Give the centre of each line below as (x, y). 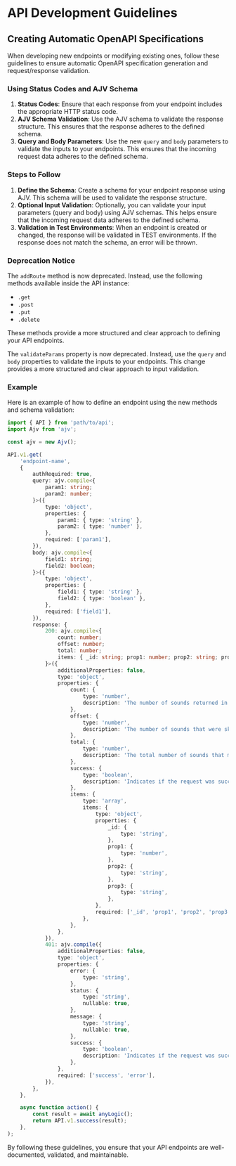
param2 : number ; (68, 494)
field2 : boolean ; (70, 566)
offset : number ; (81, 644)
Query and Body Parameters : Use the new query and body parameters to (123, 141)
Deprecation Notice (41, 260)
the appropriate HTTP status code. (67, 112)
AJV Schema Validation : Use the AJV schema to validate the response (120, 119)
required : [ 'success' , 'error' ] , (106, 1075)
